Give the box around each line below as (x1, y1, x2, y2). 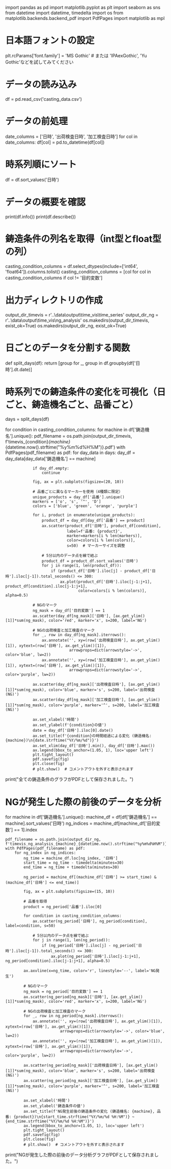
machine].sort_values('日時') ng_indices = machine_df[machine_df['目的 (5, 820, 156, 826)
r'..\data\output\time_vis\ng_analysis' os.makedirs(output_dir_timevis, (5, 317, 150, 323)
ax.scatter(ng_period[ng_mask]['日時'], (23, 995, 109, 1000)
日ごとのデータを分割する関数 (5, 342, 130, 353)
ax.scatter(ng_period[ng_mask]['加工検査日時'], (23, 1078, 124, 1084)
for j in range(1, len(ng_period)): (32, 938, 110, 943)
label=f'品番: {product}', (67, 529, 123, 534)
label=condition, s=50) (5, 923, 56, 929)
